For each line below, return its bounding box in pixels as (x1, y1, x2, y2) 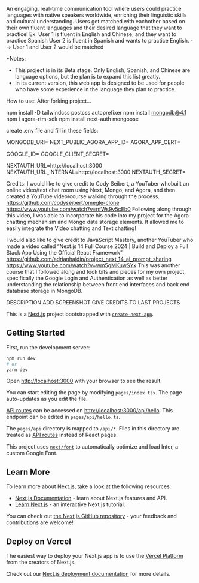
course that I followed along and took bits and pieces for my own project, (6, 268, 186, 275)
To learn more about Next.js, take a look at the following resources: (6, 483, 172, 490)
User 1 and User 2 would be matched (13, 43, 104, 50)
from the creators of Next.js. (6, 558, 76, 566)
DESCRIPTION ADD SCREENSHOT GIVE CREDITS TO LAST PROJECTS (6, 299, 180, 306)
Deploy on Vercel (6, 536, 72, 546)
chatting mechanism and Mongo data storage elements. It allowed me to (6, 219, 184, 225)
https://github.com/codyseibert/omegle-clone (6, 199, 120, 206)
